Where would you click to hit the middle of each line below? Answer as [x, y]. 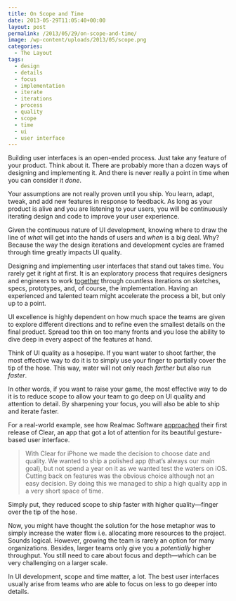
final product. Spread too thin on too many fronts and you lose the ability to [117, 332]
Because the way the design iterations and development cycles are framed [116, 245]
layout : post [27, 27]
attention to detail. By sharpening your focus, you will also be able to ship [114, 404]
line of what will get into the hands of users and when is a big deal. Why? [114, 238]
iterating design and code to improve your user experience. [94, 217]
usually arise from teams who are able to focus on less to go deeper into [113, 584]
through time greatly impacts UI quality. [65, 252]
